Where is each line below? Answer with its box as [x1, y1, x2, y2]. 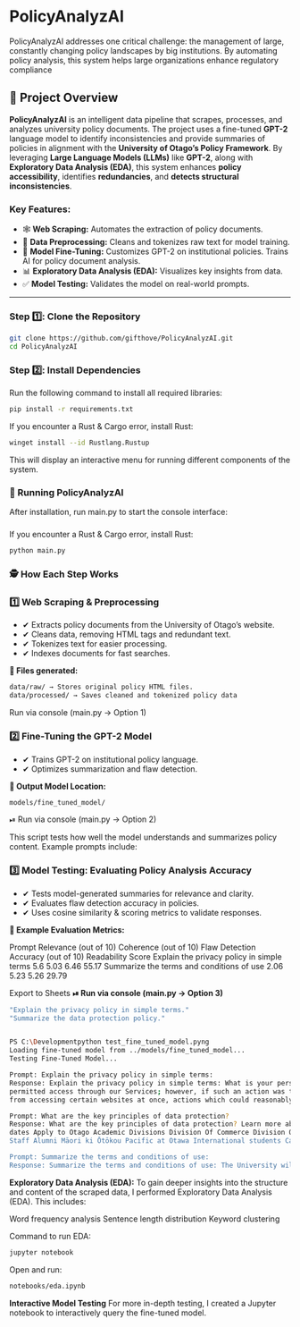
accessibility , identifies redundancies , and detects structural [9, 171, 239, 182]
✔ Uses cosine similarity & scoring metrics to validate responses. [21, 907, 262, 917]
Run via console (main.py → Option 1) [9, 707, 147, 718]
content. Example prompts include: [9, 841, 138, 852]
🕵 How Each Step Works [9, 568, 119, 580]
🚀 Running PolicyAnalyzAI [9, 486, 124, 499]
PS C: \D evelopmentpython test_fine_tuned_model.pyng [9, 1037, 210, 1047]
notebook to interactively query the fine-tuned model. [9, 1307, 207, 1318]
